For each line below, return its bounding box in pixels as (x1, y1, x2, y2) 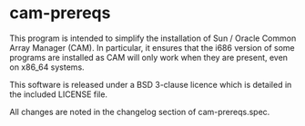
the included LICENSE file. (9, 89, 107, 100)
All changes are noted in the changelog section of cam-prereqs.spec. (9, 106, 270, 117)
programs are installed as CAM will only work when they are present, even (9, 52, 289, 63)
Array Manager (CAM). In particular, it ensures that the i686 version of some (9, 42, 296, 53)
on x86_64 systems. (9, 62, 85, 73)
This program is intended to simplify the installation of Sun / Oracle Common (9, 33, 297, 44)
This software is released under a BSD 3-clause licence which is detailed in (9, 79, 292, 90)
